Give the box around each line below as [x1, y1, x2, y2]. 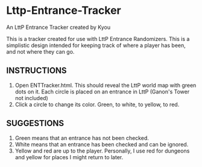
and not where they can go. [6, 48, 75, 55]
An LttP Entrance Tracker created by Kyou [6, 24, 110, 31]
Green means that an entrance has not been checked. [14, 134, 149, 142]
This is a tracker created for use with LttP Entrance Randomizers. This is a [6, 35, 190, 42]
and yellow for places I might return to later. [14, 153, 124, 160]
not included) [14, 94, 48, 101]
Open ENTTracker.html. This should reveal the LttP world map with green [14, 81, 197, 89]
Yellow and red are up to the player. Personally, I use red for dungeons [14, 147, 190, 154]
